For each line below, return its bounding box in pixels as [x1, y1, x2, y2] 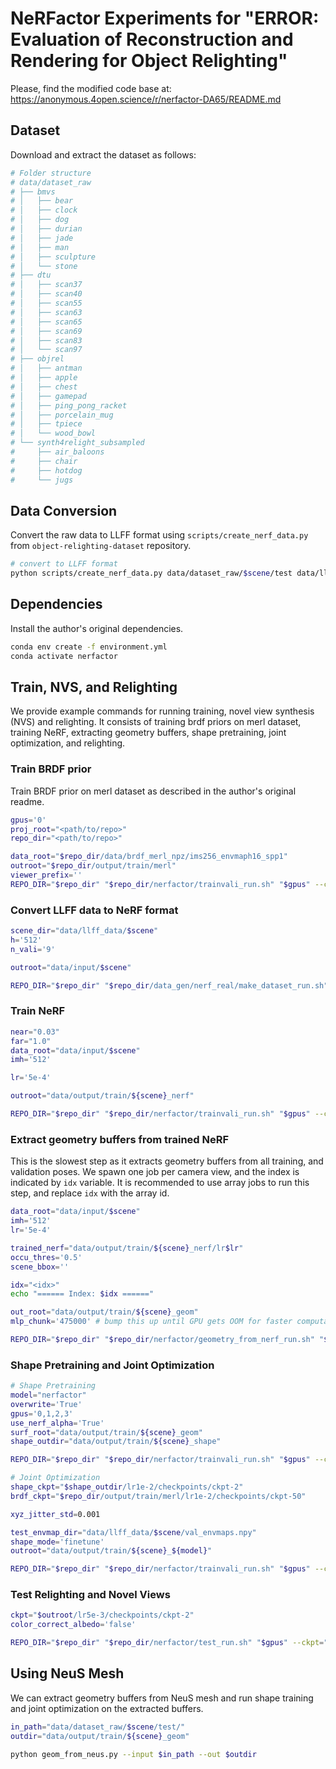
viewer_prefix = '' [10, 870, 83, 881]
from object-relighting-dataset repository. [10, 540, 192, 552]
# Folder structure [10, 168, 92, 178]
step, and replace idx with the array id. [10, 1187, 170, 1199]
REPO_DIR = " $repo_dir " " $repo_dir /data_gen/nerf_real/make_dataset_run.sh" [10, 980, 329, 991]
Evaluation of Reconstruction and [10, 28, 294, 51]
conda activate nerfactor [10, 651, 118, 661]
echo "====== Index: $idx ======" [10, 1289, 155, 1299]
